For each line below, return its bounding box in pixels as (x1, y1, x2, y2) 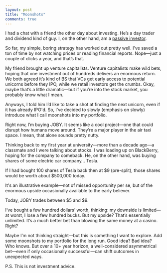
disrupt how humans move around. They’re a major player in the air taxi (5, 127, 152, 133)
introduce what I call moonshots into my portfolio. (5, 112, 107, 118)
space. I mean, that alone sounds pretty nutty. (5, 133, 100, 138)
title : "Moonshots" (5, 12, 46, 17)
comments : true (5, 16, 37, 21)
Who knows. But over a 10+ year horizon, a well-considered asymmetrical (5, 243, 157, 249)
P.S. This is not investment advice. (5, 264, 76, 270)
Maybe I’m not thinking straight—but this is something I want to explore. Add (5, 233, 163, 239)
